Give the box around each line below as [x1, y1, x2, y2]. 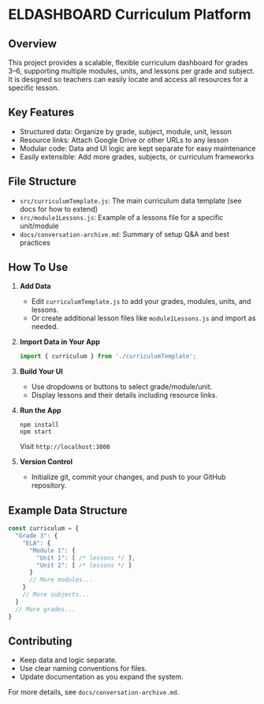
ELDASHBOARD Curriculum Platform [8, 6, 251, 24]
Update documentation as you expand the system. [19, 672, 184, 682]
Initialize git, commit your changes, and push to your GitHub [31, 472, 226, 482]
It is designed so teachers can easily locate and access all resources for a [8, 75, 248, 84]
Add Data [19, 282, 51, 291]
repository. [31, 481, 67, 490]
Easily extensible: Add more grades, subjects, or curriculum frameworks [19, 152, 255, 161]
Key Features [8, 106, 75, 119]
